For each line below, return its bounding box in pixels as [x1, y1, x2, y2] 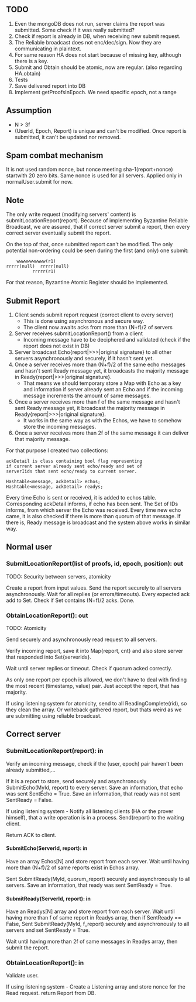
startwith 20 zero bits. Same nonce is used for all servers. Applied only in [6, 172, 183, 179]
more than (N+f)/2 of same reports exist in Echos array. [6, 864, 140, 871]
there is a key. [14, 57, 49, 64]
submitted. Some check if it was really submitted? [14, 26, 135, 33]
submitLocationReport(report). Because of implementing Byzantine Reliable [6, 217, 188, 224]
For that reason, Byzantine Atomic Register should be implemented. [6, 279, 169, 286]
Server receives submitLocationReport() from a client [14, 330, 143, 337]
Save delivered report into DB [14, 82, 86, 89]
